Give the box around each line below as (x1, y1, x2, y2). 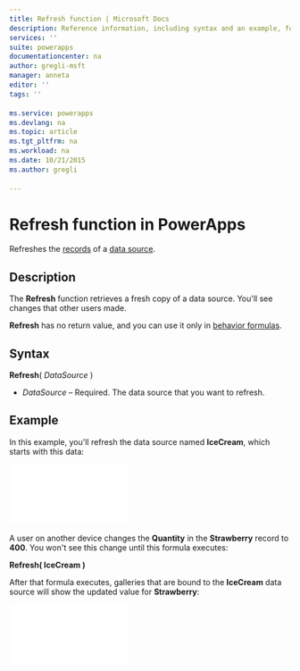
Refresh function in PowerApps (9, 214, 246, 234)
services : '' (9, 33, 58, 42)
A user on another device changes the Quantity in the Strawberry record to (9, 533, 289, 543)
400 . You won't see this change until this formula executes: (9, 541, 229, 553)
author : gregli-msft (9, 62, 87, 71)
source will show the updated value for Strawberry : (9, 586, 200, 597)
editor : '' (9, 80, 50, 89)
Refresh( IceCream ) (9, 559, 86, 570)
